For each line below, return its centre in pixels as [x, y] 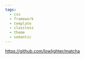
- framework [22, 19]
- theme [17, 32]
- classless [22, 28]
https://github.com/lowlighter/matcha [42, 51]
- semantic [21, 37]
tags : [11, 10]
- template [21, 23]
